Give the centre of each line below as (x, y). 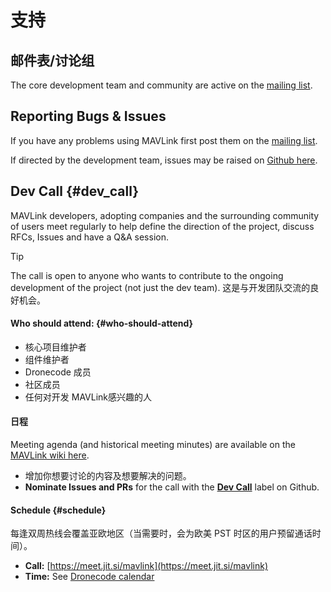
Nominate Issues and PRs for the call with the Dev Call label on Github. (172, 487)
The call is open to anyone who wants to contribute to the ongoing (147, 275)
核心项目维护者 (55, 347)
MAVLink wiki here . (50, 455)
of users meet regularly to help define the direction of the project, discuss (162, 226)
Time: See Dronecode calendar (89, 577)
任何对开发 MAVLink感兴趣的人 (88, 397)
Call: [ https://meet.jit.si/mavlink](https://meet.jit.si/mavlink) (146, 566)
